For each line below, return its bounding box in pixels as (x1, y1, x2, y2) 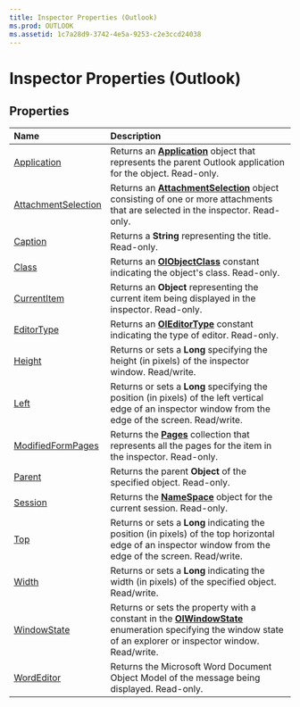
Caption (13, 236, 47, 248)
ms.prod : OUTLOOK (9, 21, 74, 30)
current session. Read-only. (110, 502, 229, 514)
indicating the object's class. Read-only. (110, 267, 280, 279)
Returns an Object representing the (110, 281, 259, 294)
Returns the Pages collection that (110, 428, 250, 441)
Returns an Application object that (110, 145, 256, 157)
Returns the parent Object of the (110, 465, 247, 478)
